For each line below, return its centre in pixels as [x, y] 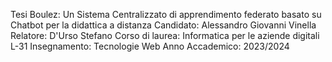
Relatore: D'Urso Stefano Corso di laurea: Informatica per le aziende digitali [165, 35]
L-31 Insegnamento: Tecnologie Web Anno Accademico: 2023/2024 [150, 46]
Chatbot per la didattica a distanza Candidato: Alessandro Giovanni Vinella [163, 25]
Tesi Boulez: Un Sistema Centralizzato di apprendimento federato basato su [166, 14]
